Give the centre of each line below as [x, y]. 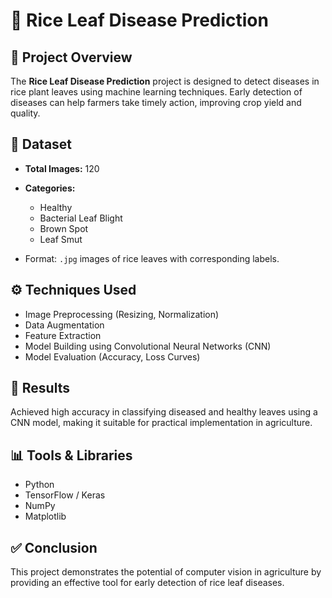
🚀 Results [40, 388]
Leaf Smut [61, 239]
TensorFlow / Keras [65, 495]
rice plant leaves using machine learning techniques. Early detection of [156, 92]
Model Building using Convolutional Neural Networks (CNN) [148, 346]
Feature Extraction [63, 335]
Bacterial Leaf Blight [81, 218]
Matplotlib [45, 516]
